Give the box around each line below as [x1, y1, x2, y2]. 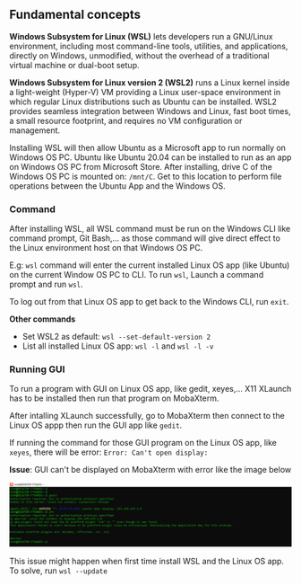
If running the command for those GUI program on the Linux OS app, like [9, 438, 278, 448]
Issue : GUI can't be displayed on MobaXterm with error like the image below [9, 465, 292, 475]
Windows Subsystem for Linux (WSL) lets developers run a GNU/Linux [9, 31, 273, 41]
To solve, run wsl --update [9, 565, 107, 576]
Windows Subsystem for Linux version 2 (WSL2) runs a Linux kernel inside [9, 76, 290, 88]
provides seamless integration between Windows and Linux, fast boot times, [9, 105, 291, 116]
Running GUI [9, 363, 65, 376]
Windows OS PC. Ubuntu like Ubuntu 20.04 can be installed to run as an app [9, 152, 292, 163]
